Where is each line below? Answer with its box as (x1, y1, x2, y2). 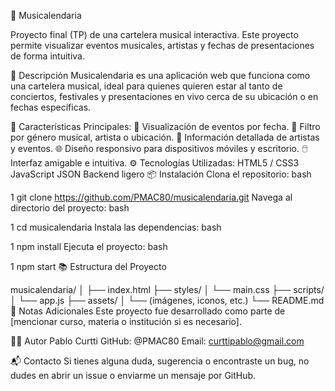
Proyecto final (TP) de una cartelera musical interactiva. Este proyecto (10, 29, 299, 40)
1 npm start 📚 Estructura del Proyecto (10, 261, 167, 272)
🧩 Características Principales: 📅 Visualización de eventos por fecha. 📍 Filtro (10, 121, 321, 132)
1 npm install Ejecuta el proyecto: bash (10, 241, 168, 252)
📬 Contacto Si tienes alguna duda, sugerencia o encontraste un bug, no (10, 355, 310, 367)
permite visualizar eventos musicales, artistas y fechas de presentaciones (10, 40, 315, 51)
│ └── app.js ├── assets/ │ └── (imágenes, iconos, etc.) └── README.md (10, 295, 325, 306)
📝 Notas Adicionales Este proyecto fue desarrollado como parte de (10, 305, 286, 317)
